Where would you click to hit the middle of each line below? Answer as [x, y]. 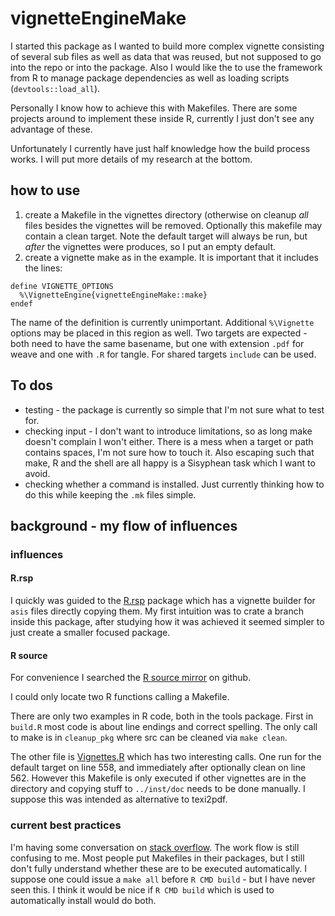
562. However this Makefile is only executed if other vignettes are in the [158, 778]
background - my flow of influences [124, 525]
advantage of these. [51, 129]
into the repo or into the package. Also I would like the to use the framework [166, 67]
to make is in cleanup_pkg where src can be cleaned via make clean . [149, 738]
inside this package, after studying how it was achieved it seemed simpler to [167, 622]
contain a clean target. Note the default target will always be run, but [166, 236]
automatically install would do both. [83, 900]
